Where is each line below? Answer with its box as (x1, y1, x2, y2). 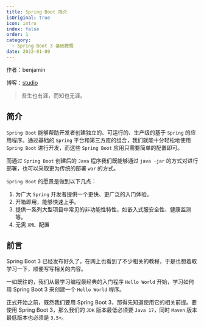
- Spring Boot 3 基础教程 (12, 43, 74, 49)
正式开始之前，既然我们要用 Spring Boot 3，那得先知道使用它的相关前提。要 (6, 299, 197, 306)
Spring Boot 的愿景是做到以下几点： (6, 177, 97, 185)
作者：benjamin (6, 66, 46, 73)
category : (6, 37, 32, 43)
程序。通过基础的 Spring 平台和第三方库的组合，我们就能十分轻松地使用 (11, 136, 191, 144)
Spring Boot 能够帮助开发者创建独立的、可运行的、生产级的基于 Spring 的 (6, 128, 191, 136)
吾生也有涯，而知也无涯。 (21, 92, 86, 99)
